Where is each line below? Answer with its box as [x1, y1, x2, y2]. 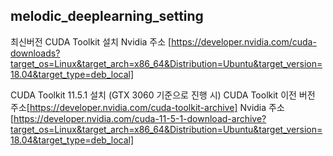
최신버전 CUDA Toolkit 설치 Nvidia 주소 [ [10, 35, 172, 48]
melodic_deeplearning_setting [10, 8, 204, 25]
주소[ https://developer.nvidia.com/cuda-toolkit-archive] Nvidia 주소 [10, 101, 285, 113]
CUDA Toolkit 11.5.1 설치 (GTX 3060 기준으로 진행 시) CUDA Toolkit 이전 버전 [10, 89, 316, 101]
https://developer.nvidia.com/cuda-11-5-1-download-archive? [13, 112, 267, 124]
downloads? [10, 47, 61, 59]
